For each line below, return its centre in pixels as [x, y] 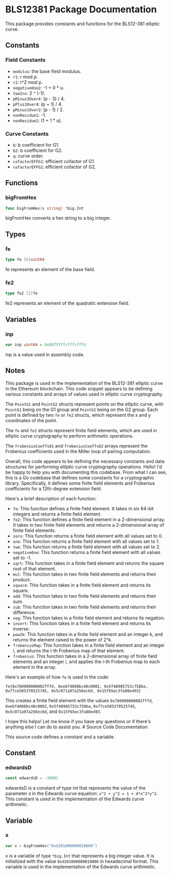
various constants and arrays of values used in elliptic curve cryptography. [84, 394]
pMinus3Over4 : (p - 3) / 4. [39, 98]
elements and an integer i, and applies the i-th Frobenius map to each [86, 662]
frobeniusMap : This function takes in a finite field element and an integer [89, 645]
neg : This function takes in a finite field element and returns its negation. [89, 618]
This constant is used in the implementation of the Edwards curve [75, 799]
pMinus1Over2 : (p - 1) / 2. [38, 110]
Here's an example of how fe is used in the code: [57, 677]
